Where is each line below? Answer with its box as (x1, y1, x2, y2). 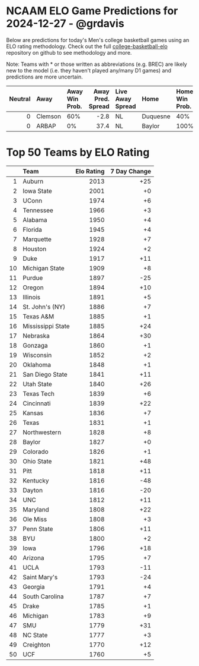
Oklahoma (23, 361, 52, 369)
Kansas (23, 409, 43, 417)
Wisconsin (23, 351, 52, 359)
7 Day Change (110, 167, 152, 175)
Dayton (23, 486, 43, 494)
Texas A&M (23, 312, 54, 320)
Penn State (23, 525, 53, 533)
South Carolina (23, 592, 64, 601)
